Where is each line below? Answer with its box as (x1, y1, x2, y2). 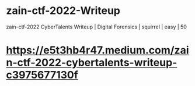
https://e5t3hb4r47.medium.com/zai (6, 44, 189, 57)
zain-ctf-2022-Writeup (6, 4, 121, 17)
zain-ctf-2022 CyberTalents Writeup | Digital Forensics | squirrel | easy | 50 (6, 23, 187, 30)
